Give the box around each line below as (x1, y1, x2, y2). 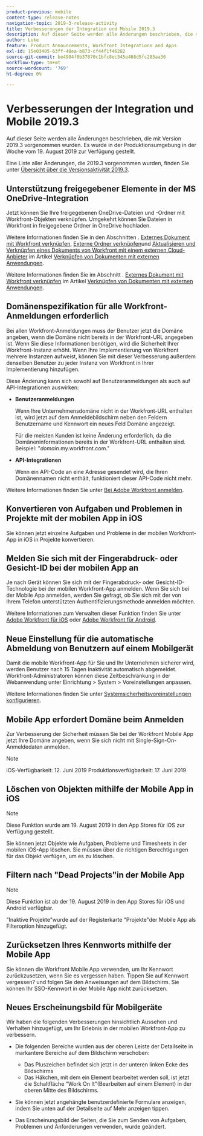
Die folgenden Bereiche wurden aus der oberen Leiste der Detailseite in (14, 1043, 193, 1050)
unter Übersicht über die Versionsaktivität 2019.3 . (6, 166, 130, 173)
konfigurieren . (6, 697, 41, 704)
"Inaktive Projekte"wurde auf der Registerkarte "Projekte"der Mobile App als (6, 916, 196, 923)
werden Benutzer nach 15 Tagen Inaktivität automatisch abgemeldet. (6, 666, 177, 673)
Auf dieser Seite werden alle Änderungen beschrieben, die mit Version (6, 135, 181, 142)
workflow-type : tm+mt (6, 59, 61, 65)
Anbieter (6, 253, 28, 260)
